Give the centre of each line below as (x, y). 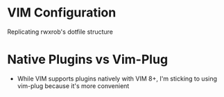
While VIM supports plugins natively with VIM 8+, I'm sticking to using (117, 78)
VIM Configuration (62, 13)
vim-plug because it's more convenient (73, 86)
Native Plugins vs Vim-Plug (88, 60)
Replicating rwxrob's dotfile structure (60, 32)
